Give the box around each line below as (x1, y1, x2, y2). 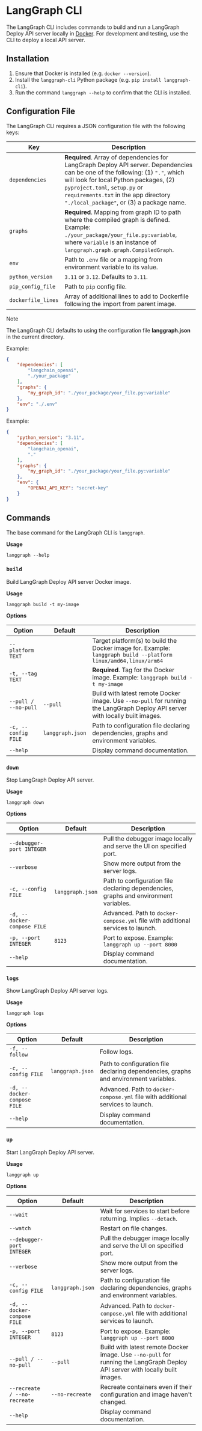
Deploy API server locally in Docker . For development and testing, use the (6, 29, 189, 37)
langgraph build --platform (92, 651, 173, 658)
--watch (9, 1225, 31, 1231)
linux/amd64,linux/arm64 (92, 657, 164, 664)
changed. (100, 1397, 127, 1406)
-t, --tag (9, 670, 37, 677)
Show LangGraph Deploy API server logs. (6, 987, 109, 994)
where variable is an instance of (64, 238, 157, 247)
